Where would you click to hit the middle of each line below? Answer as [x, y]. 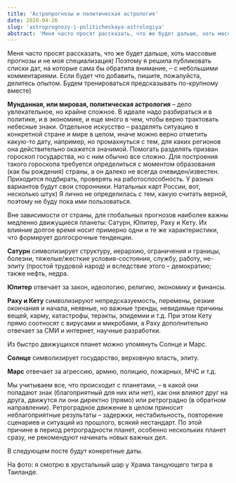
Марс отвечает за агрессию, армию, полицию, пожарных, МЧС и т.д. [112, 372]
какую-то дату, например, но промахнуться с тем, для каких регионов [114, 142]
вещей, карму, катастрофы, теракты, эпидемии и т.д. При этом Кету [110, 316]
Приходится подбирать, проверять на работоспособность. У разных [111, 179]
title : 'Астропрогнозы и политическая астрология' [83, 14]
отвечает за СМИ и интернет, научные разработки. [84, 330]
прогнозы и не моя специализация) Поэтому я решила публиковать [110, 61]
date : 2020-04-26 [33, 20]
